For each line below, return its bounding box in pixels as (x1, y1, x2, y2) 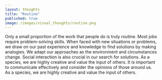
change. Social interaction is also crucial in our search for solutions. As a (5, 54, 150, 60)
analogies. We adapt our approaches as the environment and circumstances (5, 49, 157, 55)
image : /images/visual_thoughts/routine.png (5, 20, 96, 26)
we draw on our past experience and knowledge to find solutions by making (5, 44, 156, 50)
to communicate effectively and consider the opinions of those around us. (5, 65, 152, 70)
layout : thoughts (5, 7, 40, 12)
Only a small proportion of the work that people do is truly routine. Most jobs (5, 34, 157, 40)
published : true (5, 16, 38, 21)
